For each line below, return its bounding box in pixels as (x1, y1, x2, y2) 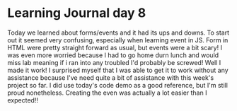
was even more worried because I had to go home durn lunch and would (7, 51, 219, 59)
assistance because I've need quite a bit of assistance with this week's (7, 73, 214, 82)
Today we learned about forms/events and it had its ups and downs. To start (7, 28, 230, 37)
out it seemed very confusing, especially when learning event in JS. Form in (7, 35, 229, 44)
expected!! (7, 95, 39, 104)
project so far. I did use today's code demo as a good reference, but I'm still (7, 81, 229, 89)
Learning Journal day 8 (7, 5, 146, 21)
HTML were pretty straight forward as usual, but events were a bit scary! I (7, 43, 223, 52)
